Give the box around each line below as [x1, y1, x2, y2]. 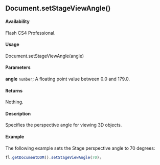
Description [5, 110, 31, 116]
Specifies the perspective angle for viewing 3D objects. [5, 122, 122, 128]
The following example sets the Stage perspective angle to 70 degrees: [5, 145, 155, 151]
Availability [5, 18, 30, 25]
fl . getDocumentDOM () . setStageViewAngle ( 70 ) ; [5, 155, 102, 160]
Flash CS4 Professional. [5, 30, 56, 36]
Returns [5, 87, 23, 93]
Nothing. [5, 99, 24, 105]
